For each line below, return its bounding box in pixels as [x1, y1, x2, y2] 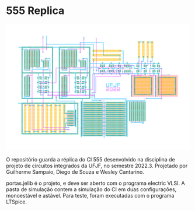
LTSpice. [6, 198, 27, 205]
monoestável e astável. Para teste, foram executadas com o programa [6, 192, 175, 199]
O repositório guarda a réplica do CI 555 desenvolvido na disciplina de [6, 156, 175, 163]
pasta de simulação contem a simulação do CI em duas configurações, [6, 185, 177, 193]
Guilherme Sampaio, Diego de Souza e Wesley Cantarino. [6, 168, 144, 175]
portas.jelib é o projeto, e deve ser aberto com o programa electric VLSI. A [6, 180, 185, 187]
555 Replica [6, 4, 65, 17]
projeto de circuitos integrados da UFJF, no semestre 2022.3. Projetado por [6, 162, 188, 169]
